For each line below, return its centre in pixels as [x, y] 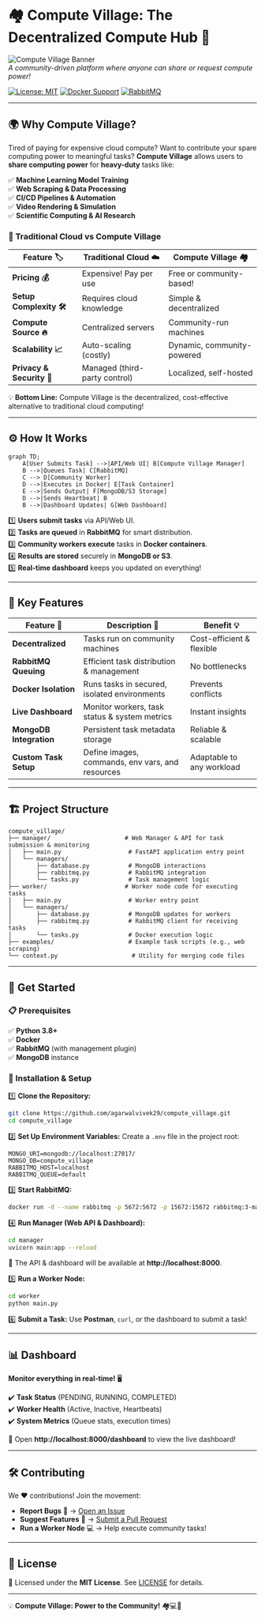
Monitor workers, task [123, 707]
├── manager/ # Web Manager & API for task [116, 839]
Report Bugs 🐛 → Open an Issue [72, 1511]
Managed [99, 368]
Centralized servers [118, 327]
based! [181, 284]
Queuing [29, 671]
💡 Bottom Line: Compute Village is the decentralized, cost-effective [118, 398]
